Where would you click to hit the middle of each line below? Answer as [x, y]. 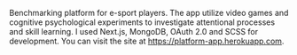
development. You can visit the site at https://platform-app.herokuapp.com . [147, 41]
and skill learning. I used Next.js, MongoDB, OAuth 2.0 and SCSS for [134, 31]
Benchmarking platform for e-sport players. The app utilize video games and [149, 13]
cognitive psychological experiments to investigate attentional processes [142, 22]
